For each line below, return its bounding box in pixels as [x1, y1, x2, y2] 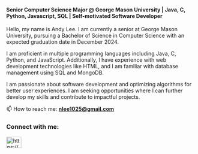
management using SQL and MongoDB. [6, 69, 104, 76]
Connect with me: [6, 123, 59, 131]
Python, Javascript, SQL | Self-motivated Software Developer [6, 12, 163, 19]
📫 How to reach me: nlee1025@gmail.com [6, 105, 115, 113]
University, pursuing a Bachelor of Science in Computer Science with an [6, 32, 185, 40]
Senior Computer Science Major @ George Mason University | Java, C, [6, 6, 186, 13]
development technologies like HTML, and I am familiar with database [6, 63, 179, 70]
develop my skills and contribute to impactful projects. [6, 93, 140, 101]
